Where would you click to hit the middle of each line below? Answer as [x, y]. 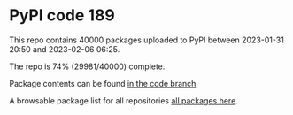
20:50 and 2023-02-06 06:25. [65, 49]
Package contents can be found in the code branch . [104, 83]
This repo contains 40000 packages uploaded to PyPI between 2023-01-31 [147, 40]
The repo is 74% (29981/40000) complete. [87, 66]
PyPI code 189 [62, 15]
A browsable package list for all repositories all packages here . [124, 100]
